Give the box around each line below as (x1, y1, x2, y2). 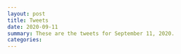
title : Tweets (7, 17, 49, 24)
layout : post (7, 10, 46, 18)
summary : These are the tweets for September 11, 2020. (7, 29, 175, 37)
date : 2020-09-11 (7, 23, 58, 30)
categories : (7, 36, 42, 43)
